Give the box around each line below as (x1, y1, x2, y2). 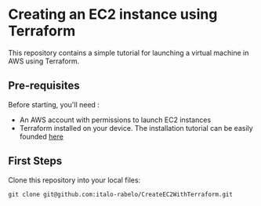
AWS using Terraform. (8, 56, 80, 66)
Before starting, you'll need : (8, 99, 100, 109)
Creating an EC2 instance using (8, 5, 218, 23)
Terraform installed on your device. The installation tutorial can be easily (19, 123, 253, 132)
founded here (19, 132, 64, 141)
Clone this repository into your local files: (8, 175, 141, 185)
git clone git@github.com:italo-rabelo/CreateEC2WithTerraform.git (8, 190, 234, 198)
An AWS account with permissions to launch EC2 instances (19, 115, 212, 125)
